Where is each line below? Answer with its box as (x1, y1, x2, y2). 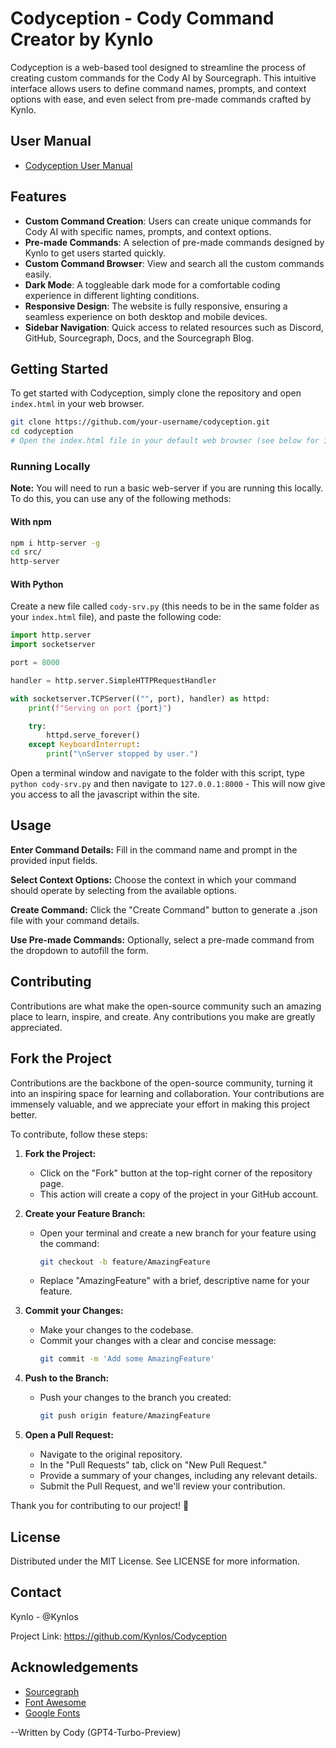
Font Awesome (24, 1696, 87, 1708)
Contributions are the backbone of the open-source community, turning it (10, 1077, 313, 1089)
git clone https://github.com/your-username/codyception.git (10, 417, 271, 427)
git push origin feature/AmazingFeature (39, 1411, 211, 1421)
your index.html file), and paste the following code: (10, 611, 222, 623)
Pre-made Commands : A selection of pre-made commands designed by (24, 236, 325, 248)
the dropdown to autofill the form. (10, 944, 149, 956)
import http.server (10, 630, 92, 641)
